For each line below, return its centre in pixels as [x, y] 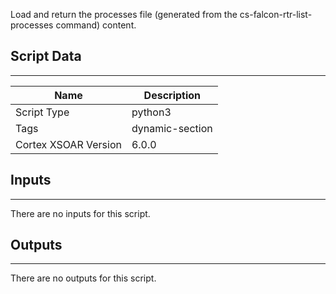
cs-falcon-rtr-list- [276, 14]
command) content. [96, 25]
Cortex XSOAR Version [68, 144]
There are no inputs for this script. [80, 213]
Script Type [42, 112]
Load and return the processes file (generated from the [124, 14]
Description [172, 95]
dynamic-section [172, 128]
